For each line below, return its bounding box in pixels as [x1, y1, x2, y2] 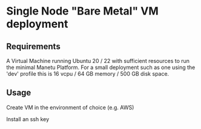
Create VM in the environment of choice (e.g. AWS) [6, 104, 134, 111]
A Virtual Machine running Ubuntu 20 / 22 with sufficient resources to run [6, 58, 189, 64]
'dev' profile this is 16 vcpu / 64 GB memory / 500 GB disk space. [6, 70, 170, 77]
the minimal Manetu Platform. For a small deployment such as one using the [6, 64, 196, 71]
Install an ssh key [6, 115, 50, 122]
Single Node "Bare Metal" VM [6, 4, 159, 18]
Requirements [6, 41, 61, 51]
